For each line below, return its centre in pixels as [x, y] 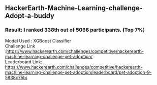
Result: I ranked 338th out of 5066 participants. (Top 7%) [75, 30]
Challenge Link [20, 46]
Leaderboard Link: [24, 62]
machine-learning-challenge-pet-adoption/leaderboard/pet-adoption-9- [78, 72]
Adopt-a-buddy [30, 16]
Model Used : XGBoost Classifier [38, 41]
